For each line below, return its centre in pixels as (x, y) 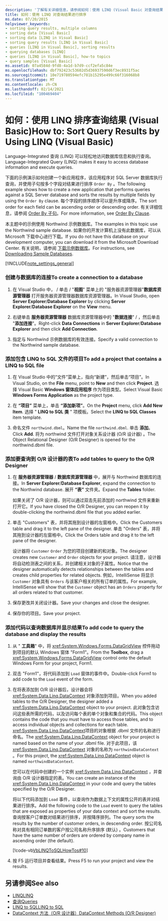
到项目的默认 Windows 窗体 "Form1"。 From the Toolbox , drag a (78, 652)
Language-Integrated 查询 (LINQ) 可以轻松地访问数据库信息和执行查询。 (79, 157)
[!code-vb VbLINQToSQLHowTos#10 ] (50, 850)
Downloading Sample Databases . (39, 254)
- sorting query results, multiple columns (51, 29)
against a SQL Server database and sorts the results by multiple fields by (80, 195)
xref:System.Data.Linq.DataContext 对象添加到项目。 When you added (84, 696)
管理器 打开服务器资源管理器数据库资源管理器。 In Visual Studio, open (88, 295)
